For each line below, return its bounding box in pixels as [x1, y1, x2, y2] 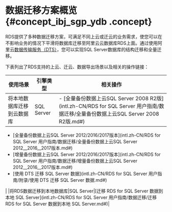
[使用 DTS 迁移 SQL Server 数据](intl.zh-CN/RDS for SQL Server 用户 [12, 170, 158, 177]
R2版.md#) [58, 118, 85, 125]
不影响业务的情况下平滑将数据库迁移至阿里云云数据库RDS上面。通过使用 [5, 40, 158, 46]
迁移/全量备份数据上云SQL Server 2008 [63, 110, 160, 117]
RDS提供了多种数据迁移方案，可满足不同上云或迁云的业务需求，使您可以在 [5, 33, 163, 40]
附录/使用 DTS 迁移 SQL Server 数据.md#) [18, 177, 107, 183]
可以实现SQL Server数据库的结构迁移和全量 [66, 46, 157, 52]
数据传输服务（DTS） [14, 46, 57, 52]
